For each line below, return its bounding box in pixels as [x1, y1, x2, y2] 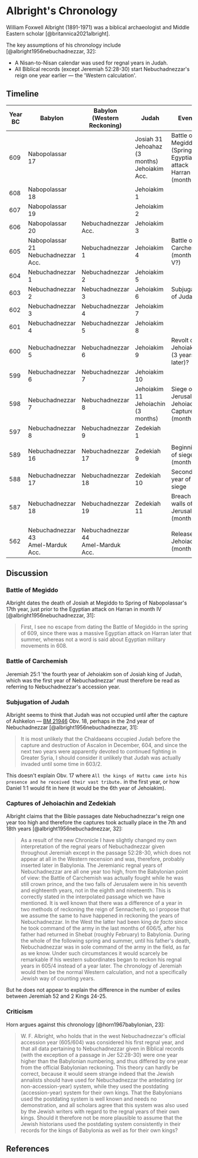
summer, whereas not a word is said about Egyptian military [20, 636, 166, 643]
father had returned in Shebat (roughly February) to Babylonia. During [20, 931, 190, 938]
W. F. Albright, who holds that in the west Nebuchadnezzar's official [20, 1032, 186, 1039]
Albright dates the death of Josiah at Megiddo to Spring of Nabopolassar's [6, 599, 187, 607]
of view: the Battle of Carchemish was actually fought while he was [20, 874, 184, 882]
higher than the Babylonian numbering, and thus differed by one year [20, 1057, 189, 1065]
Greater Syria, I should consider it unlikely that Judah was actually [20, 754, 181, 761]
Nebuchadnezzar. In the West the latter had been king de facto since [20, 918, 188, 926]
